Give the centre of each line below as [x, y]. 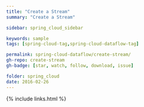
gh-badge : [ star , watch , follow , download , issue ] [70, 66]
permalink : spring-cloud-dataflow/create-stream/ [69, 55]
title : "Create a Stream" [38, 12]
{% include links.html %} [36, 99]
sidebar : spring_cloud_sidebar [45, 28]
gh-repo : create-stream [36, 60]
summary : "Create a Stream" [41, 17]
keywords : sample [28, 38]
